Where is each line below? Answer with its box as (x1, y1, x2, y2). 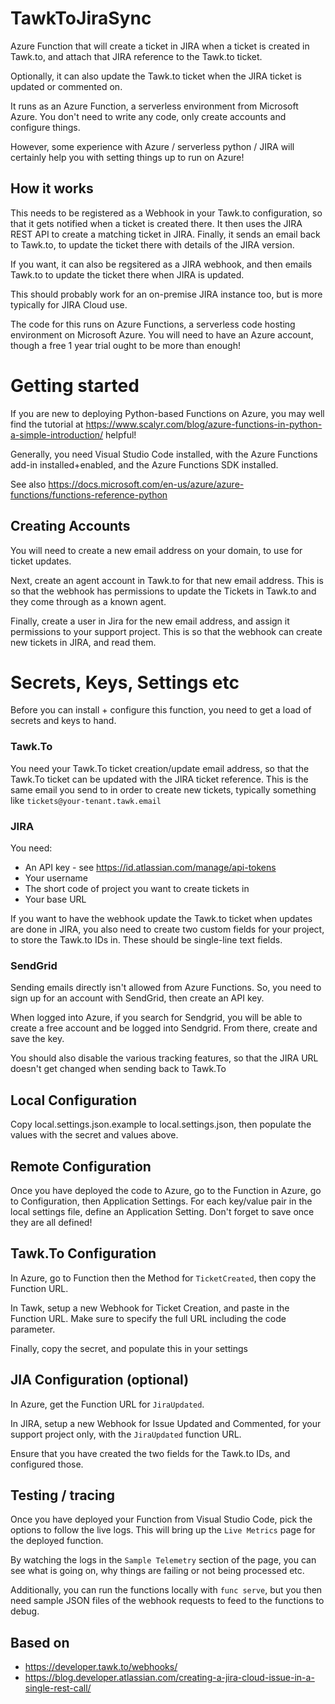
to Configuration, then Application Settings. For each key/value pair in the (10, 1195, 313, 1207)
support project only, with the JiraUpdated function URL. (10, 1428, 242, 1440)
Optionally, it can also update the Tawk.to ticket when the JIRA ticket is (10, 70, 302, 82)
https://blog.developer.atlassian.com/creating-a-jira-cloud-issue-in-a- (24, 1672, 315, 1684)
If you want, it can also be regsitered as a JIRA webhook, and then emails (10, 258, 313, 270)
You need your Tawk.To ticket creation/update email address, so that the (10, 762, 310, 774)
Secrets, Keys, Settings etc (10, 671, 240, 694)
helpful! (105, 428, 137, 441)
